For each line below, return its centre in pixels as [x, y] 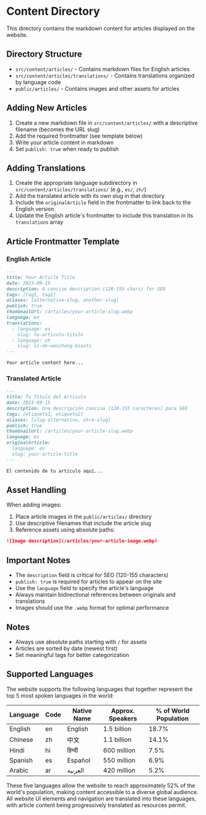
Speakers [123, 719]
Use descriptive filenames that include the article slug [83, 523]
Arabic [19, 770]
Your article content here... [45, 363]
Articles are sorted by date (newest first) [66, 648]
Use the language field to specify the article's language [84, 588]
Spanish [21, 760]
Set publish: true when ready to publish [67, 149]
